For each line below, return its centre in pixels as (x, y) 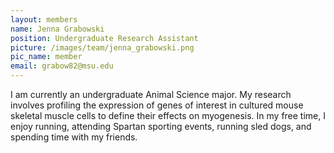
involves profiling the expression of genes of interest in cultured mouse (157, 105)
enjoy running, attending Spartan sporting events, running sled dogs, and (161, 126)
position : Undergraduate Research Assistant (104, 38)
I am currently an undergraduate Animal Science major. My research (151, 94)
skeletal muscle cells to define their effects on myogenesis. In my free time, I (168, 115)
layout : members (44, 19)
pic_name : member (46, 57)
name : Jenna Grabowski (57, 29)
